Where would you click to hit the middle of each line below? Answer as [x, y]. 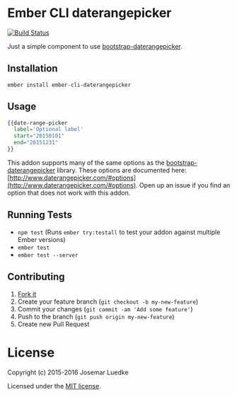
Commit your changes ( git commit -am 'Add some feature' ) [105, 309]
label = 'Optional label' [48, 130]
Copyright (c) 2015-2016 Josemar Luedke [68, 372]
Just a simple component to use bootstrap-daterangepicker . [95, 46]
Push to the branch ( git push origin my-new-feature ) [96, 316]
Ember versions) [41, 239]
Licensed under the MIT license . [54, 386]
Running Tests [40, 215]
